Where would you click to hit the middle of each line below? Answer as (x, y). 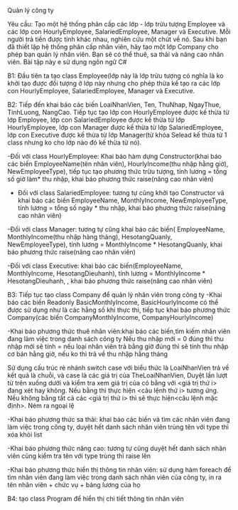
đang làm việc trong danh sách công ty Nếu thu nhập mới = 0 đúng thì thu (115, 339)
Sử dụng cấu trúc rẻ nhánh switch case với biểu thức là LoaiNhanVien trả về (118, 368)
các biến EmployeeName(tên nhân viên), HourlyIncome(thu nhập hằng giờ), (118, 164)
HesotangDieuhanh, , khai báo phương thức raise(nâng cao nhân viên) (110, 281)
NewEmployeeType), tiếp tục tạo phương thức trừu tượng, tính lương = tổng (117, 171)
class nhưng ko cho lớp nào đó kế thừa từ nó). (75, 142)
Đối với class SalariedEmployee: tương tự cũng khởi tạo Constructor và (121, 193)
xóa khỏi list (25, 434)
